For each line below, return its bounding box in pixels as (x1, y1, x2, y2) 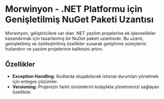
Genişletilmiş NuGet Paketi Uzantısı (5, 14, 154, 25)
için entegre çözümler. (12, 78, 58, 84)
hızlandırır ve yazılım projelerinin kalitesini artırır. (5, 46, 103, 52)
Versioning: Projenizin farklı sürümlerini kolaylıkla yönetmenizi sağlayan (12, 84, 160, 90)
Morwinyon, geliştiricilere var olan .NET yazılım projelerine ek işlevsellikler (5, 30, 156, 36)
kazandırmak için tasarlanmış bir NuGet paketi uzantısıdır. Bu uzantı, (5, 35, 144, 41)
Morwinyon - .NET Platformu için (5, 3, 143, 15)
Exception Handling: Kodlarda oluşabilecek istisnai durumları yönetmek (12, 73, 159, 79)
